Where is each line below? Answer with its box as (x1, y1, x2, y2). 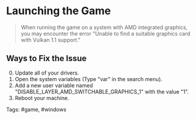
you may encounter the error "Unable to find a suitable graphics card (20, 30, 191, 37)
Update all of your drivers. (14, 69, 79, 76)
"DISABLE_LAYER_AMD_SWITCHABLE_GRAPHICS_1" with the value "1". (14, 88, 189, 95)
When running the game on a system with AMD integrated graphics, (20, 24, 188, 31)
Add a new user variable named (14, 82, 94, 89)
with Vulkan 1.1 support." (20, 36, 81, 43)
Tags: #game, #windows (6, 105, 67, 113)
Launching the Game (6, 4, 111, 18)
